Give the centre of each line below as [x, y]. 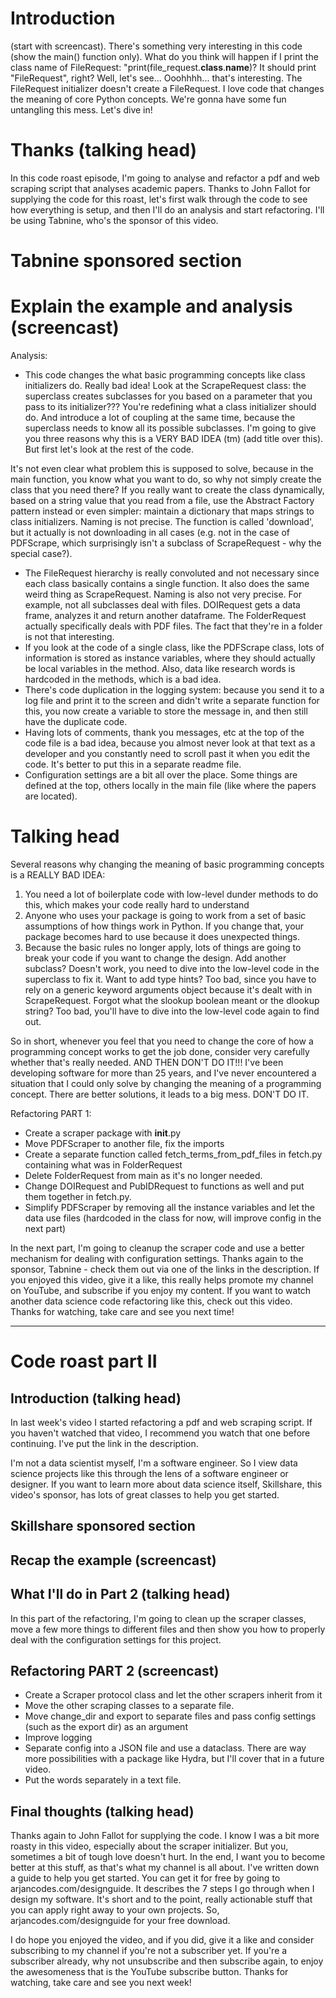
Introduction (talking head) [96, 1398]
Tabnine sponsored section [126, 261]
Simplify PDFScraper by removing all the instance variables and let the [169, 1207]
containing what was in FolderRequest [103, 1164]
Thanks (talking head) [104, 150]
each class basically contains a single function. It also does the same [167, 583]
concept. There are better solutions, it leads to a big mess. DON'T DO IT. [160, 1094]
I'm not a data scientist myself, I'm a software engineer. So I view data [154, 1463]
